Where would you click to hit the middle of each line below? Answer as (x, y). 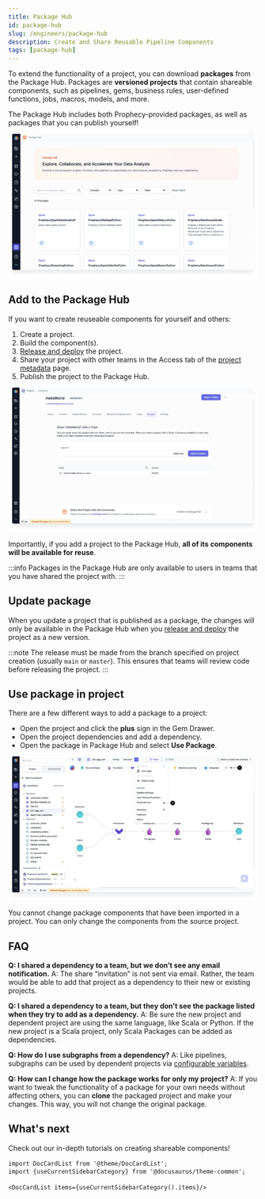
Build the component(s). (59, 343)
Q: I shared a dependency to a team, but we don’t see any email (114, 965)
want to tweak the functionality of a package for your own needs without (127, 1087)
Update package (50, 601)
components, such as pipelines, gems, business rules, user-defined (119, 90)
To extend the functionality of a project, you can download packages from (130, 74)
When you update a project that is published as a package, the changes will (131, 620)
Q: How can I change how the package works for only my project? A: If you (133, 1079)
